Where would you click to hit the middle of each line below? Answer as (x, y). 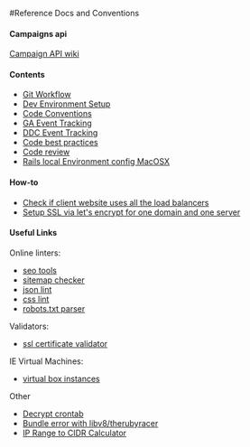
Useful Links (33, 233)
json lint (37, 289)
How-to (24, 182)
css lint (36, 299)
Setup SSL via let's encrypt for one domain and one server (131, 212)
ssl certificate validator (65, 343)
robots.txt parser (54, 308)
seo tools (39, 270)
